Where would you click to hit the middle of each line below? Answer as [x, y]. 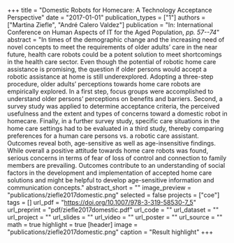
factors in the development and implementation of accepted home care [110, 173]
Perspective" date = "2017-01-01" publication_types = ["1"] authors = [107, 17]
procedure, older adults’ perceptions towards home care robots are [104, 84]
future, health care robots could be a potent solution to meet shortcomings [115, 54]
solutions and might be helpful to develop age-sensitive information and [111, 180]
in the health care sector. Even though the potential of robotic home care [112, 62]
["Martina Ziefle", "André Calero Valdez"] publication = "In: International [110, 25]
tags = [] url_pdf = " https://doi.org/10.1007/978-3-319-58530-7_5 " [102, 202]
